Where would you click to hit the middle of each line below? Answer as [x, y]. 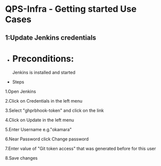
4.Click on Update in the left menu [40, 120]
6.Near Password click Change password [47, 139]
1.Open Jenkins [20, 91]
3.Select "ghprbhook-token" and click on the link [55, 110]
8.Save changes [21, 158]
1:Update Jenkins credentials [51, 38]
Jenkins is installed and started [44, 72]
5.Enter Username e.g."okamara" [39, 129]
